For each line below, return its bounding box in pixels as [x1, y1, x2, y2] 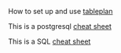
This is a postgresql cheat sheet [8, 22, 112, 30]
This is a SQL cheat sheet [8, 37, 91, 46]
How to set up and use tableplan [8, 7, 113, 16]
